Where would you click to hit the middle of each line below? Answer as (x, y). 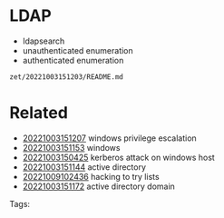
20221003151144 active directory (84, 167)
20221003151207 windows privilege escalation (109, 138)
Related (39, 113)
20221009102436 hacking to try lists (91, 176)
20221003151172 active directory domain (98, 186)
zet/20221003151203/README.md (67, 77)
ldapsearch (44, 41)
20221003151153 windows (71, 147)
